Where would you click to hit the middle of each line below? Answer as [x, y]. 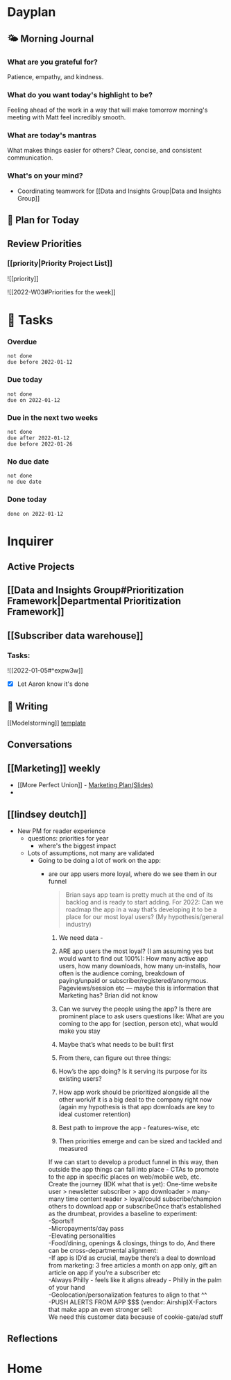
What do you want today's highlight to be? [80, 94]
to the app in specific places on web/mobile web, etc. [125, 1177]
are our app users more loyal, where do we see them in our [132, 874]
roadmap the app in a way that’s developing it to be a [141, 909]
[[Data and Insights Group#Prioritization [96, 590]
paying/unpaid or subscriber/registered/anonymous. [133, 981]
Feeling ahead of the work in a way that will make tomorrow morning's [108, 110]
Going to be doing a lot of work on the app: [99, 861]
